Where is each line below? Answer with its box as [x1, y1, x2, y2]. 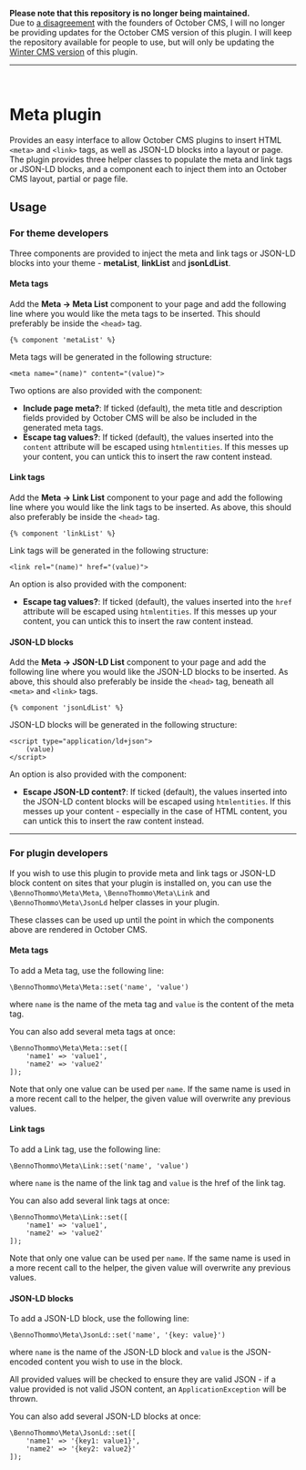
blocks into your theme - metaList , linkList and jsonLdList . [9, 257, 231, 268]
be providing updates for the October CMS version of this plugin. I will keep [9, 27, 292, 37]
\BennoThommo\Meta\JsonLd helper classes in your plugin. [9, 896, 220, 907]
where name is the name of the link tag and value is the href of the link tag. [9, 1177, 286, 1188]
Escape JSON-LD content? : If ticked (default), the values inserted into [22, 787, 288, 798]
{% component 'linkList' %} [9, 529, 117, 538]
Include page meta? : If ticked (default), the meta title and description [22, 403, 283, 413]
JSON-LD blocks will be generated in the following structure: [9, 720, 238, 730]
